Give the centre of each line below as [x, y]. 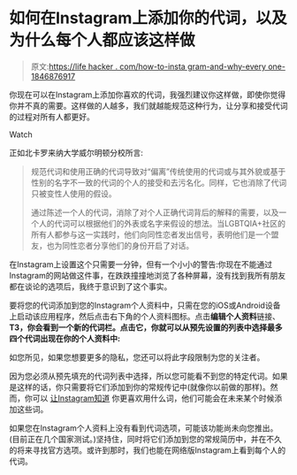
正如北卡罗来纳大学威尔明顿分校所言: [76, 152]
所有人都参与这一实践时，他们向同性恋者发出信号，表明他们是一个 [151, 234]
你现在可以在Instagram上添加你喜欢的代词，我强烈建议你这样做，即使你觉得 [147, 95]
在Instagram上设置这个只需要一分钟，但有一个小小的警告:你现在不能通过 [141, 264]
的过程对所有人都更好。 [52, 117]
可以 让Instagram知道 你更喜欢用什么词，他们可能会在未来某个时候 [153, 398]
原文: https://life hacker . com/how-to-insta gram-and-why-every [148, 66]
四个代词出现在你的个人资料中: [65, 338]
